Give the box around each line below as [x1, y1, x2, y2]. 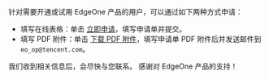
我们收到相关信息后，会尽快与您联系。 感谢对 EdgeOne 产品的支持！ [8, 61, 238, 71]
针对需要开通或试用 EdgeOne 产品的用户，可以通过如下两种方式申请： [8, 7, 243, 16]
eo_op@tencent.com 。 [20, 44, 90, 54]
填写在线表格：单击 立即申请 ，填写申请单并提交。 [20, 24, 187, 34]
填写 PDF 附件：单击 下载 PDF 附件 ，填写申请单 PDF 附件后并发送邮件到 [20, 35, 262, 44]
